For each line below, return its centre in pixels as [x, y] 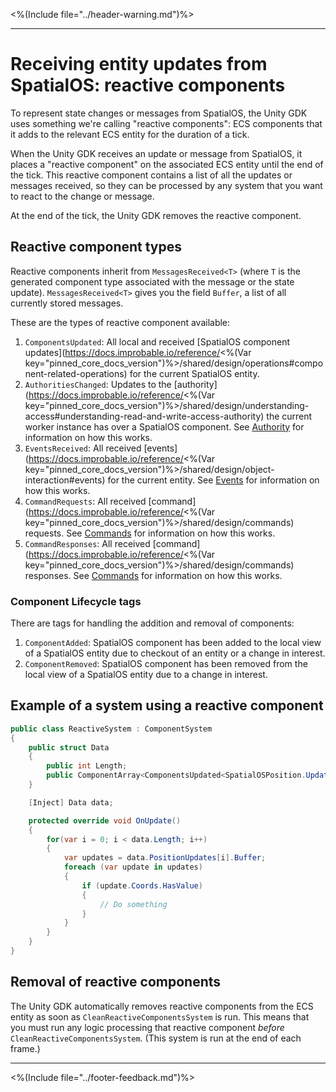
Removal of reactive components [116, 982]
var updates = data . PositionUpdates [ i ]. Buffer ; [165, 858]
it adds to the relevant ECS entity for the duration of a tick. [130, 134]
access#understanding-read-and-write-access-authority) [144, 416]
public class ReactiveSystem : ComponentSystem [111, 729]
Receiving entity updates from [139, 64]
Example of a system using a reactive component [167, 705]
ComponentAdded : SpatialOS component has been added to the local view [173, 643]
